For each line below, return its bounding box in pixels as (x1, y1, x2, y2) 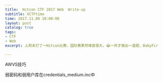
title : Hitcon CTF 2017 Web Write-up (5, 7, 86, 12)
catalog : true (5, 25, 34, 30)
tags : (5, 30, 16, 34)
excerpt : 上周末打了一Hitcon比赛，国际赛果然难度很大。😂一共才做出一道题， (5, 43, 143, 48)
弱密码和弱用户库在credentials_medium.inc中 (5, 71, 96, 78)
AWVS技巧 (5, 61, 27, 67)
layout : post (5, 20, 32, 26)
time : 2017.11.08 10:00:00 (5, 16, 60, 21)
